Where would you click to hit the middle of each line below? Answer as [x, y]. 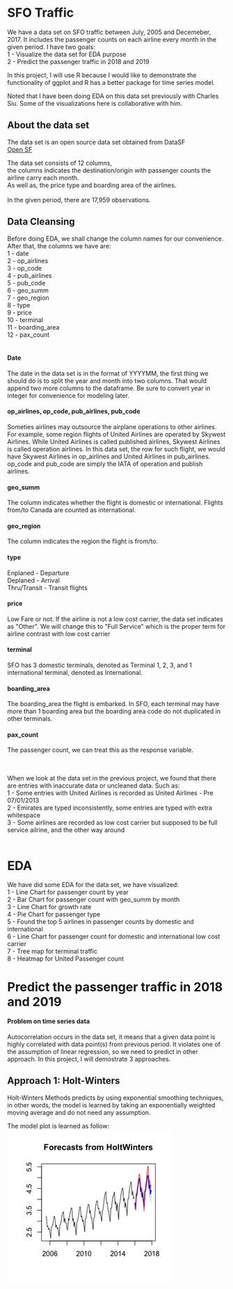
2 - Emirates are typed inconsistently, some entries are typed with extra [110, 808]
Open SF [20, 149]
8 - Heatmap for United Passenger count [65, 959]
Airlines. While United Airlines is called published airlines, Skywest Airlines [114, 441]
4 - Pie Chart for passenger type [54, 914]
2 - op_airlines [28, 261]
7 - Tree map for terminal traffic [52, 952]
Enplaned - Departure [38, 573]
